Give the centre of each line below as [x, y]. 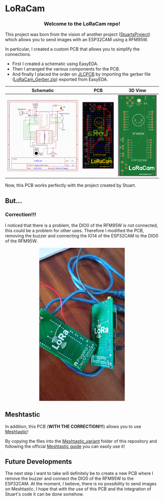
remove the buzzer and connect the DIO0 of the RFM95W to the [70, 478]
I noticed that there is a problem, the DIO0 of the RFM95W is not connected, [82, 225]
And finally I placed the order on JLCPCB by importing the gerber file [81, 74]
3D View [137, 90]
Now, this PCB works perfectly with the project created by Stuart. [71, 185]
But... [14, 201]
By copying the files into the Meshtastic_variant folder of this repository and [81, 441]
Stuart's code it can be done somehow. [44, 494]
